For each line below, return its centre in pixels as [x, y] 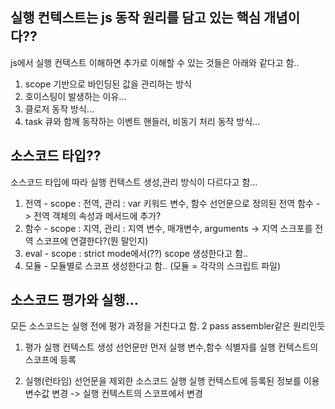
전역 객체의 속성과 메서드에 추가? [97, 215]
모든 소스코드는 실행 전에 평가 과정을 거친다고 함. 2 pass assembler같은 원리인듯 [168, 326]
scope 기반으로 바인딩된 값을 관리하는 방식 [108, 84]
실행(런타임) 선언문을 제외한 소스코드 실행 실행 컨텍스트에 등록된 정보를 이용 [172, 381]
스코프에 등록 [50, 360]
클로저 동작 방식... [59, 109]
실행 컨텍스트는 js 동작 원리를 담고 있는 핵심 [136, 18]
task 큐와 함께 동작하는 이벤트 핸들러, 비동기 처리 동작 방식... [142, 121]
